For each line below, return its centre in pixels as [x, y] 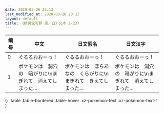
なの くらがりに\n [87, 74]
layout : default [21, 19]
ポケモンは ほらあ [87, 66]
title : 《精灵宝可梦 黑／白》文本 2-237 [42, 23]
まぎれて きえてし [87, 81]
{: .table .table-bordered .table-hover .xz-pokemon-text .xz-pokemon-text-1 [81, 101]
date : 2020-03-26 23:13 [29, 9]
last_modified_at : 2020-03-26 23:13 [42, 14]
